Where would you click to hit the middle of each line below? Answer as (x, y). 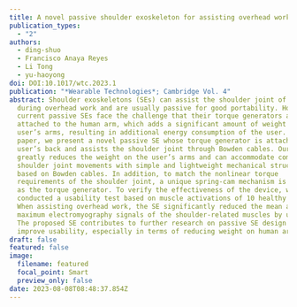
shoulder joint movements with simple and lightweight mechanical (142, 165)
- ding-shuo (39, 50)
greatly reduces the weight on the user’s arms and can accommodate (146, 157)
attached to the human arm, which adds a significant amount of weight (152, 125)
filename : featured (53, 265)
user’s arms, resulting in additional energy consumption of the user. (152, 133)
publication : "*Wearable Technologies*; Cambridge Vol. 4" (120, 91)
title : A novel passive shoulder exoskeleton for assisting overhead (140, 17)
